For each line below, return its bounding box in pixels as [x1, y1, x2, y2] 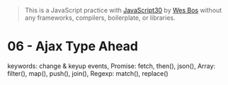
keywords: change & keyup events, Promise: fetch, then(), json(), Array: [7, 62, 216, 70]
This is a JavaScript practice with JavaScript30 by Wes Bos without [24, 6, 222, 14]
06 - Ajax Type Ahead [7, 38, 138, 55]
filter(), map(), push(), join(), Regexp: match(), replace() [7, 69, 169, 77]
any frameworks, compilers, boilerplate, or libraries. [24, 13, 176, 22]
